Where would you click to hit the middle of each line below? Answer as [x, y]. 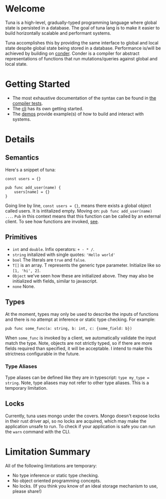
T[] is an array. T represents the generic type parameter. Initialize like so [86, 265]
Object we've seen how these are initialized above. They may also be [83, 275]
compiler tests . [28, 103]
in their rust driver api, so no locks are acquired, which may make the [76, 421]
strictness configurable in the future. [42, 354]
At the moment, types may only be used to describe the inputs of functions [82, 314]
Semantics [22, 158]
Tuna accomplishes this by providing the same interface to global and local [82, 42]
